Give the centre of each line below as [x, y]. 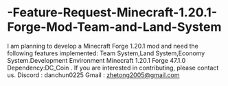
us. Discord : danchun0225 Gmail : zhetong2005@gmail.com [93, 75]
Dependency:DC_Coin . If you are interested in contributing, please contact [113, 68]
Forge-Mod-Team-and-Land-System [114, 27]
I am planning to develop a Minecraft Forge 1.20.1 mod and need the [103, 46]
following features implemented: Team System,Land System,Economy [106, 53]
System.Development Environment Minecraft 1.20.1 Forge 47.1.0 [96, 60]
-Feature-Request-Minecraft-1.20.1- [112, 13]
